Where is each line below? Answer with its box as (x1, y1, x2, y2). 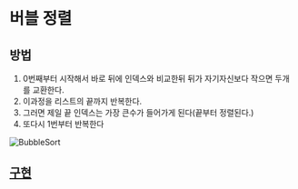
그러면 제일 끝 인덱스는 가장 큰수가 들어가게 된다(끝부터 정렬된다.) (22, 107, 254, 118)
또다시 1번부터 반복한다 (22, 119, 104, 129)
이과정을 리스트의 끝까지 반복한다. (22, 96, 143, 106)
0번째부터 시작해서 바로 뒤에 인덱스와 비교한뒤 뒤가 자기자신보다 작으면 (22, 74, 273, 84)
